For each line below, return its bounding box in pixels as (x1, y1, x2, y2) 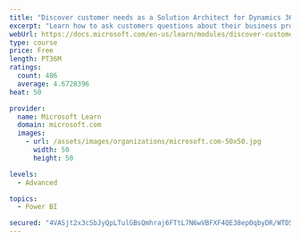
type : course (9, 37, 58, 47)
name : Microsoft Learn (17, 112, 102, 121)
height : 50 (32, 154, 74, 162)
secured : (9, 219, 42, 228)
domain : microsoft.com (17, 120, 102, 129)
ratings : (9, 63, 42, 72)
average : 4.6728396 (17, 79, 90, 88)
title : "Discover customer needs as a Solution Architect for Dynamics (9, 12, 281, 22)
